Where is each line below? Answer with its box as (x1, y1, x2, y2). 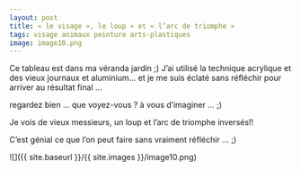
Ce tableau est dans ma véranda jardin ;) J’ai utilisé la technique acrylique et (9, 63, 292, 74)
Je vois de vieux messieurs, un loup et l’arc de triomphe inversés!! (9, 117, 254, 128)
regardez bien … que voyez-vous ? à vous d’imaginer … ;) (9, 100, 223, 111)
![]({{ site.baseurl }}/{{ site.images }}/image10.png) (9, 152, 198, 163)
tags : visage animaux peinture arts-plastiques (9, 30, 191, 39)
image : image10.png (9, 38, 83, 48)
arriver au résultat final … (9, 82, 102, 93)
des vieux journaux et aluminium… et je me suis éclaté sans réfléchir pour (9, 73, 282, 84)
